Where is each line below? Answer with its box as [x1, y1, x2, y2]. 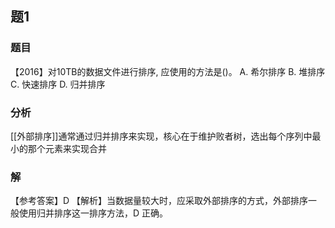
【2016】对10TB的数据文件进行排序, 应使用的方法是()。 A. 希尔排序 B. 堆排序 [10, 65, 326, 77]
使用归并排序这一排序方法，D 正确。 [18, 207, 169, 219]
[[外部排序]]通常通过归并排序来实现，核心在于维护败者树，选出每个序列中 [10, 130, 313, 142]
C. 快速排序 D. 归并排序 [10, 78, 106, 90]
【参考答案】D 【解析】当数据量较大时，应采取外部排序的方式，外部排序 [10, 195, 309, 207]
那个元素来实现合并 [27, 142, 107, 154]
